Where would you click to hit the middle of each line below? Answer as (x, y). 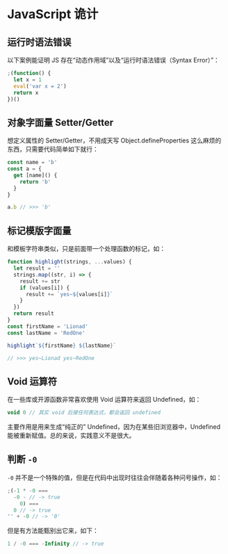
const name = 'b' (32, 163)
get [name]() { (35, 175)
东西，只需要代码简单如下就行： (53, 149)
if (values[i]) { (45, 288)
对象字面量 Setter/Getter (60, 122)
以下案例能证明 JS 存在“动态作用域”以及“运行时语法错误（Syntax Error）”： (114, 60)
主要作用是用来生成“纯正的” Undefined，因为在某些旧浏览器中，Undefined (114, 427)
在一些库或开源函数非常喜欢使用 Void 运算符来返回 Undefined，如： (104, 400)
